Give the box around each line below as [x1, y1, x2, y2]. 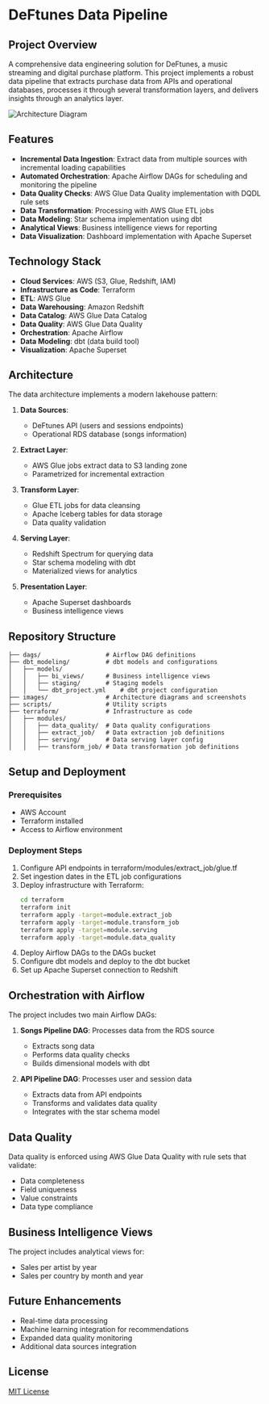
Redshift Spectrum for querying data [31, 549, 154, 559]
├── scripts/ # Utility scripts [8, 700, 168, 708]
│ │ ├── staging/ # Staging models [8, 679, 163, 687]
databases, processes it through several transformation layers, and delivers [8, 85, 259, 95]
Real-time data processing [19, 1315, 108, 1326]
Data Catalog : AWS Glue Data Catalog [19, 310, 147, 320]
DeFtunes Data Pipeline [8, 6, 168, 24]
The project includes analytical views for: [8, 1246, 145, 1256]
